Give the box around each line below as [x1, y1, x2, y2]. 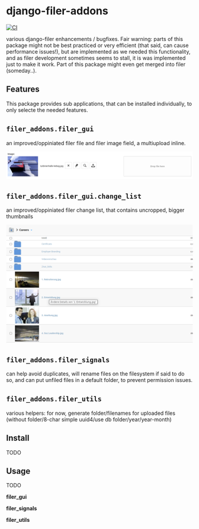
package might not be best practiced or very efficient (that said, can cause [6, 42, 189, 49]
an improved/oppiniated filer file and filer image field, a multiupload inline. [6, 139, 186, 146]
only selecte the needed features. [6, 106, 88, 114]
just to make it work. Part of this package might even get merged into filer [6, 61, 186, 68]
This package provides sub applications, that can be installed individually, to [6, 100, 192, 107]
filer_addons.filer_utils [6, 395, 102, 403]
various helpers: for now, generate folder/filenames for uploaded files [6, 409, 176, 417]
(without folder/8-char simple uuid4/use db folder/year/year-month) [6, 415, 172, 423]
